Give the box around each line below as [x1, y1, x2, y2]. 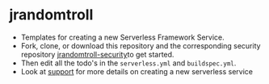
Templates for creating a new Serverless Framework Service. [20, 32, 225, 42]
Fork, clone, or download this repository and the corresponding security [20, 40, 261, 50]
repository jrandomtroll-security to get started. [20, 49, 174, 59]
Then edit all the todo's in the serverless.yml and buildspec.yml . [20, 58, 237, 68]
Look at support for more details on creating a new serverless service [20, 66, 254, 76]
